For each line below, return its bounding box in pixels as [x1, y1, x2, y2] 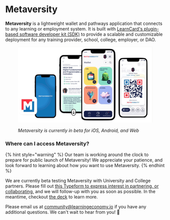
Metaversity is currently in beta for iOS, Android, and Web [18, 128, 140, 134]
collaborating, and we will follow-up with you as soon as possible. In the [5, 188, 156, 195]
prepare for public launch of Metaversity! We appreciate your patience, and [5, 157, 163, 163]
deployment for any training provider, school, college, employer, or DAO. [5, 37, 156, 43]
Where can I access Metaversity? [5, 140, 90, 147]
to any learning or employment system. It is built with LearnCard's [5, 25, 143, 32]
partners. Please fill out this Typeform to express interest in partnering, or [5, 183, 159, 189]
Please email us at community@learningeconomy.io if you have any [5, 204, 147, 210]
